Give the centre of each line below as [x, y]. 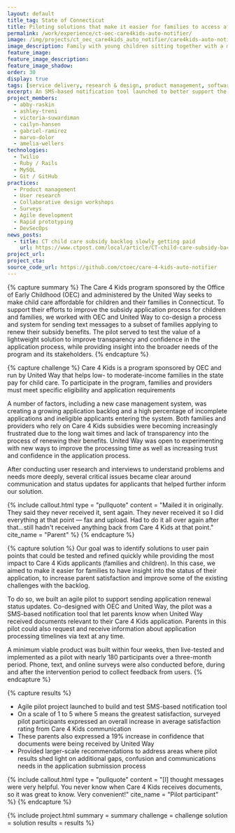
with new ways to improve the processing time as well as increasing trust [113, 448]
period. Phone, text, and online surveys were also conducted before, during [116, 664]
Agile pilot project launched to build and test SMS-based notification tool [122, 706]
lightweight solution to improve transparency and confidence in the [104, 339]
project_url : [26, 255]
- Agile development [43, 215]
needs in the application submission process [81, 766]
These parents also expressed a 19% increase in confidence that [111, 736]
